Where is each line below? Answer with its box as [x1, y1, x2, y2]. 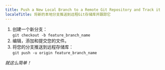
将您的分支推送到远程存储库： [12, 44, 73, 50]
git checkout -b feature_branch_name [12, 33, 91, 38]
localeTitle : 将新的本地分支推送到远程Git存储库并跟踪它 [5, 12, 111, 17]
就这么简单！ [5, 60, 31, 66]
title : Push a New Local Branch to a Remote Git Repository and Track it [5, 7, 161, 12]
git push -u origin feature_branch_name [12, 50, 97, 55]
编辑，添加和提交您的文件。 [12, 38, 69, 44]
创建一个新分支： [12, 26, 48, 32]
